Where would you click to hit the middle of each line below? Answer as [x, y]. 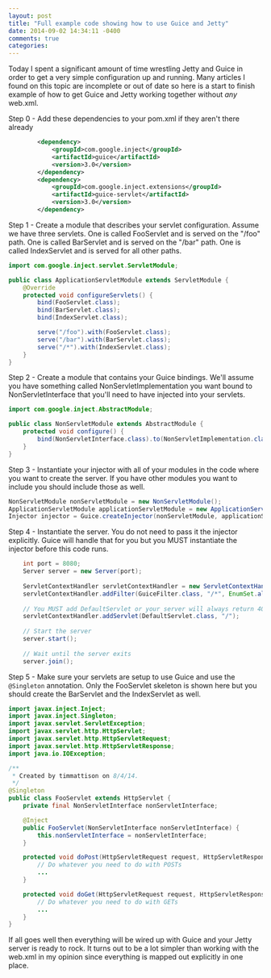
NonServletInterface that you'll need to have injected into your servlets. [127, 395]
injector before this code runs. [58, 549]
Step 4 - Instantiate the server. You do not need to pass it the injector [123, 532]
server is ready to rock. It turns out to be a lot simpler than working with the [134, 948]
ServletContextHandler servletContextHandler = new [111, 586]
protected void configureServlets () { [88, 295]
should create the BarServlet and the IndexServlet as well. [105, 694]
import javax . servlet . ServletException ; [77, 724]
